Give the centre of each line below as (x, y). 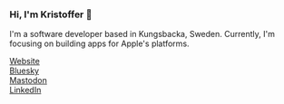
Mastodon (28, 80)
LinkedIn (25, 90)
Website (25, 61)
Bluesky (24, 71)
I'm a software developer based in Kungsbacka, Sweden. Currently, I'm (142, 34)
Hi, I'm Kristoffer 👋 (51, 14)
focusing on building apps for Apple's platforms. (99, 43)
